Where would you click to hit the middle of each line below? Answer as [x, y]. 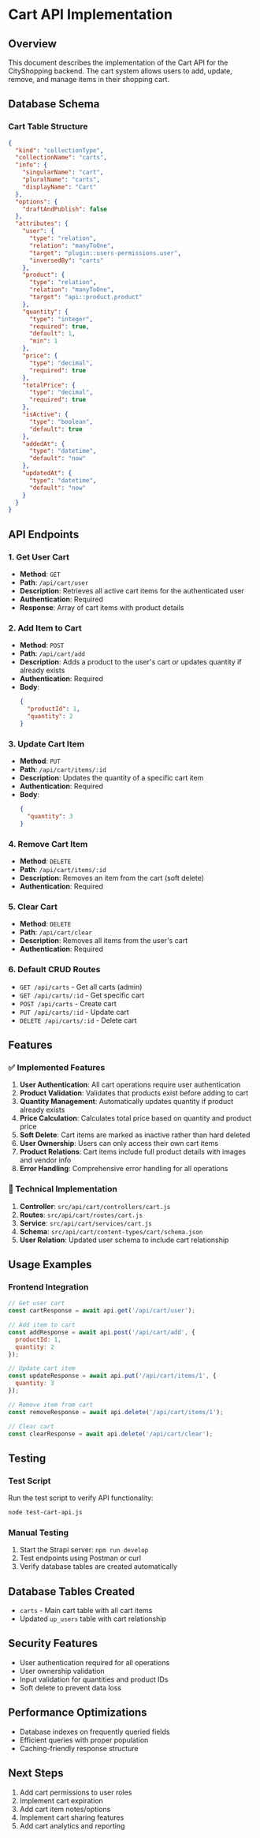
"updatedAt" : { [47, 474]
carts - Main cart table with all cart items [86, 1611]
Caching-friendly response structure [79, 1748]
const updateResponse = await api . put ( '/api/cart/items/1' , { [112, 1376]
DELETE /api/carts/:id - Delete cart [78, 1020]
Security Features [53, 1643]
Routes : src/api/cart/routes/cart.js [81, 1215]
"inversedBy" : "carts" [66, 260]
